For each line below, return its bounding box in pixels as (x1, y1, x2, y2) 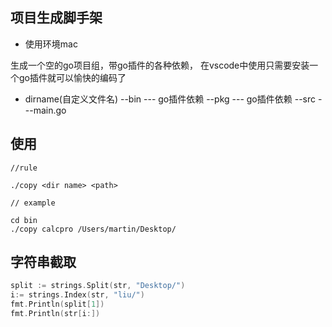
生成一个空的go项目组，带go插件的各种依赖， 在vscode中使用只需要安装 (10, 59, 310, 71)
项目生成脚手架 (10, 9, 103, 27)
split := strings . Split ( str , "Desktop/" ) (10, 281, 186, 291)
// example (10, 198, 56, 208)
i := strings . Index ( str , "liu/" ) (10, 290, 145, 300)
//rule (10, 163, 38, 173)
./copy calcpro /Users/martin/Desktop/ (10, 224, 177, 234)
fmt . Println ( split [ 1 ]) (10, 299, 105, 310)
